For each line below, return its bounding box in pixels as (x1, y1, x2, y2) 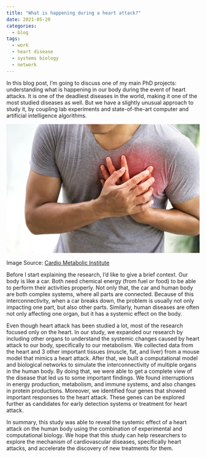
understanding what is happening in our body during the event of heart (6, 86, 186, 93)
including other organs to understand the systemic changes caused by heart (6, 335, 200, 342)
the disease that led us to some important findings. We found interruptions (6, 374, 194, 381)
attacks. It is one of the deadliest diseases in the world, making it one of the (6, 92, 197, 99)
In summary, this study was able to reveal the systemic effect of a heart (6, 418, 187, 426)
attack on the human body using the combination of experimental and (6, 425, 183, 432)
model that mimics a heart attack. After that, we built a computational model (6, 354, 198, 362)
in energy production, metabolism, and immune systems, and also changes (6, 380, 196, 387)
